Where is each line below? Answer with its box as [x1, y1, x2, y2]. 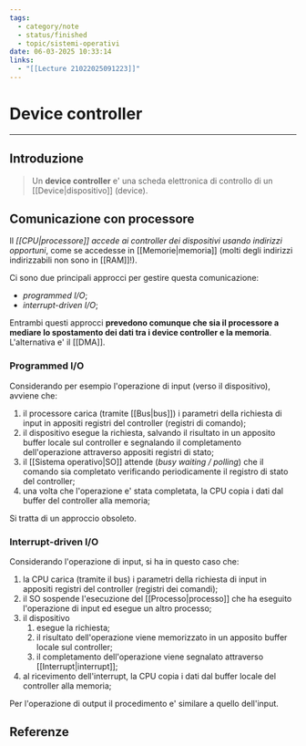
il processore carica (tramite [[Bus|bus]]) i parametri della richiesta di [22, 408, 282, 419]
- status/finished [17, 30, 88, 39]
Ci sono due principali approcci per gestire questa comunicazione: [9, 273, 260, 284]
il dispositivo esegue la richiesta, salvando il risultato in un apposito [22, 427, 276, 438]
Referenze [9, 724, 70, 740]
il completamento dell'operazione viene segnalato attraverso [36, 651, 264, 662]
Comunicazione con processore [9, 212, 195, 227]
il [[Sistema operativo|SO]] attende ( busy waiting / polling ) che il [22, 456, 264, 467]
